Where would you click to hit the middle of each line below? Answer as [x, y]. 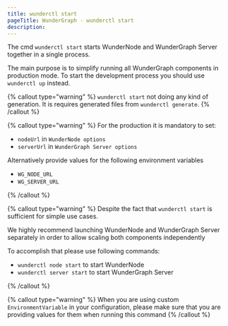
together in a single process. [49, 54]
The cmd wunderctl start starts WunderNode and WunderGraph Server [112, 47]
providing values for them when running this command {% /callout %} [109, 315]
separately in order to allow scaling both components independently [107, 238]
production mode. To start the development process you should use [106, 76]
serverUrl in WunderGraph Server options [77, 147]
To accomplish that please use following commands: [84, 251]
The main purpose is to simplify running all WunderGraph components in [113, 68]
